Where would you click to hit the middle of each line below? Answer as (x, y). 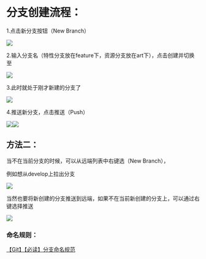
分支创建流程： (44, 13)
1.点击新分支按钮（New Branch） (48, 31)
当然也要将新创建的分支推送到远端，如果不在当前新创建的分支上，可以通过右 (103, 198)
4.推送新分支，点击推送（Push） (48, 112)
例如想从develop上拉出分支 (41, 174)
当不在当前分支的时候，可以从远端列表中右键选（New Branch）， (88, 161)
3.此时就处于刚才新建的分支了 (44, 87)
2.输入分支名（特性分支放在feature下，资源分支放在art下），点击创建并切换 (101, 55)
